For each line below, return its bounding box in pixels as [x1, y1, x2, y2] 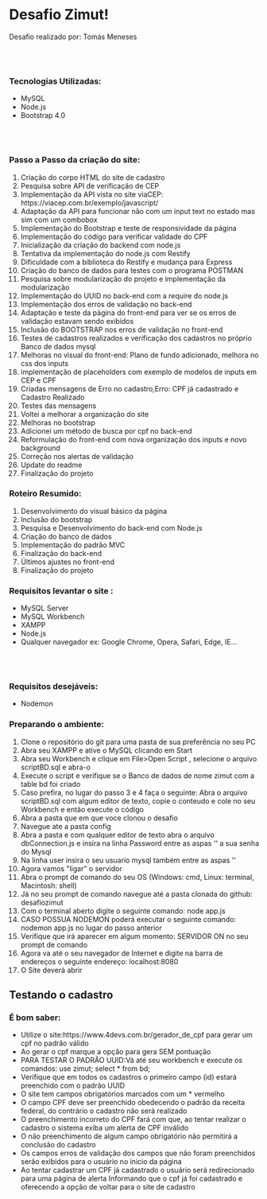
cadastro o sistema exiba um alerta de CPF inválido [20, 1123, 189, 1133]
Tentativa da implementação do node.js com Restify [20, 248, 191, 258]
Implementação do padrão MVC [20, 539, 126, 550]
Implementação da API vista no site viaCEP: [20, 189, 164, 199]
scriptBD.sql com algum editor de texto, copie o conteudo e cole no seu [20, 796, 256, 805]
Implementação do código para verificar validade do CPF [20, 232, 208, 241]
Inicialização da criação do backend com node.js [20, 240, 181, 250]
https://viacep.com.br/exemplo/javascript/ [20, 197, 159, 208]
